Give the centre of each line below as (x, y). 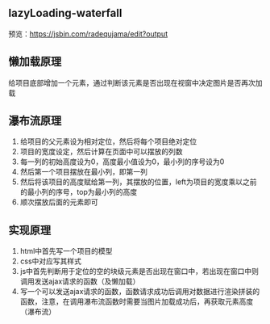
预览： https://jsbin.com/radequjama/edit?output (88, 34)
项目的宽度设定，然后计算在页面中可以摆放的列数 (101, 152)
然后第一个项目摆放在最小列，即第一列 (83, 172)
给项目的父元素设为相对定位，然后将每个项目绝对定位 (108, 141)
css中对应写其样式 (51, 261)
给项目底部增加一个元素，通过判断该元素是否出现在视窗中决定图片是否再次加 (135, 82)
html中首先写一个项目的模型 (66, 251)
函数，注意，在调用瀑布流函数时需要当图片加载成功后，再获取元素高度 (137, 301)
